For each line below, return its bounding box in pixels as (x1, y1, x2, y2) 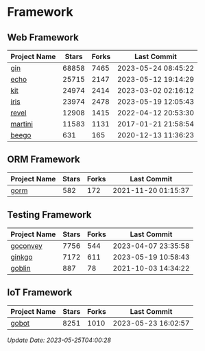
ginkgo (10, 252, 33, 262)
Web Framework (7, 32, 79, 43)
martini (10, 120, 33, 128)
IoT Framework (7, 286, 73, 299)
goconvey (10, 241, 43, 251)
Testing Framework (7, 209, 92, 220)
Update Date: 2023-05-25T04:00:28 (7, 336, 112, 344)
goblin (10, 263, 31, 273)
